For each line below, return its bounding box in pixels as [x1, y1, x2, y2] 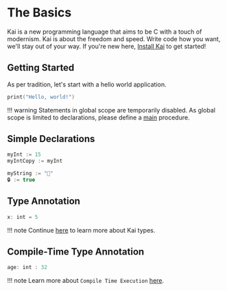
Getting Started [7, 62, 75, 73]
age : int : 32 [7, 264, 48, 271]
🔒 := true [7, 176, 36, 183]
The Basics [7, 5, 72, 21]
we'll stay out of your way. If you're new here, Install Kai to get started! [7, 42, 206, 50]
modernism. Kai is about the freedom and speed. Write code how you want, [7, 34, 221, 43]
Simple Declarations [7, 133, 95, 145]
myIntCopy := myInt [7, 158, 63, 165]
